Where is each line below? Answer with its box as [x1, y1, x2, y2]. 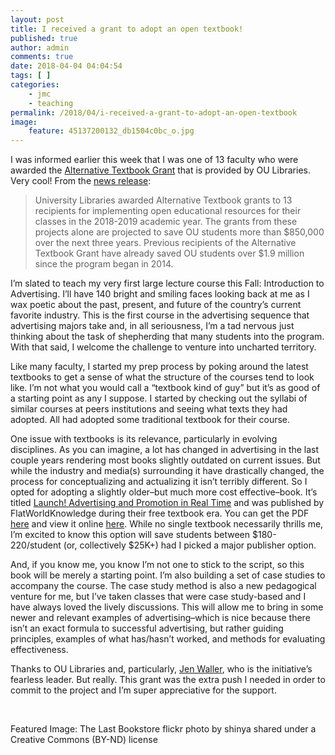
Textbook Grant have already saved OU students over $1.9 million [34, 247, 305, 260]
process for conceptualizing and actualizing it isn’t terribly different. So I [10, 476, 308, 488]
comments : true [10, 52, 74, 62]
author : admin [10, 42, 70, 53]
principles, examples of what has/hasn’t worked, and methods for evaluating [10, 633, 326, 645]
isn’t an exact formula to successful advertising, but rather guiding [10, 622, 284, 635]
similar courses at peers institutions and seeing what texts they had [10, 403, 288, 415]
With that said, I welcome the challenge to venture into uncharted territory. [10, 341, 317, 353]
